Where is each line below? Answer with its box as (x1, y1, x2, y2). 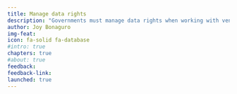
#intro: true (7, 43, 46, 50)
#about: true (7, 57, 46, 64)
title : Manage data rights (7, 10, 87, 18)
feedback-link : (7, 69, 52, 76)
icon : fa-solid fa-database (7, 37, 90, 44)
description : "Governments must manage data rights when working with (7, 17, 219, 24)
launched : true (7, 76, 52, 83)
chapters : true (7, 50, 52, 57)
